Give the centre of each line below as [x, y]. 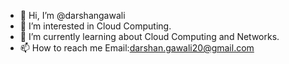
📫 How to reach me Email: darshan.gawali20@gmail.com [137, 48]
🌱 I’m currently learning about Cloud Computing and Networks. [149, 36]
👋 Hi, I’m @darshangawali [72, 15]
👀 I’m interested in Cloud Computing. [95, 26]
